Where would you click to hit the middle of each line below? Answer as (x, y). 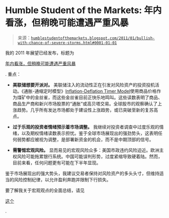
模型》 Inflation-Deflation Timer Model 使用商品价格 (104, 91)
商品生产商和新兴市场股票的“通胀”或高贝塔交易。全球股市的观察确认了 (85, 103)
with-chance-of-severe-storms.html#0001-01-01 (67, 43)
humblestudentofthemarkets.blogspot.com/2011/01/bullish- (93, 38)
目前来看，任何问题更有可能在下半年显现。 (57, 162)
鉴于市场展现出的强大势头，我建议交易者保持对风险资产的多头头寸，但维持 (82, 173)
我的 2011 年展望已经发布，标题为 (40, 53)
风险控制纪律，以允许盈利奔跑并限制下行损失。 (62, 179)
